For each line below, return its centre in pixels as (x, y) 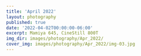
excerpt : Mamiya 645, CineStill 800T (52, 33)
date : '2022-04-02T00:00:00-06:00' (50, 28)
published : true (26, 22)
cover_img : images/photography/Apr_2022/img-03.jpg (70, 44)
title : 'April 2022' (31, 11)
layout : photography (31, 17)
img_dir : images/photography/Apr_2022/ (55, 38)
